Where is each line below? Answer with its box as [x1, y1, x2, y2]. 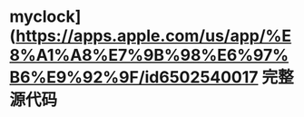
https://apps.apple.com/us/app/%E [15, 25, 292, 46]
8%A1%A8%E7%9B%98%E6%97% [9, 45, 289, 65]
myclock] [9, 6, 82, 27]
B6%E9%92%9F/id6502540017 [9, 67, 259, 88]
